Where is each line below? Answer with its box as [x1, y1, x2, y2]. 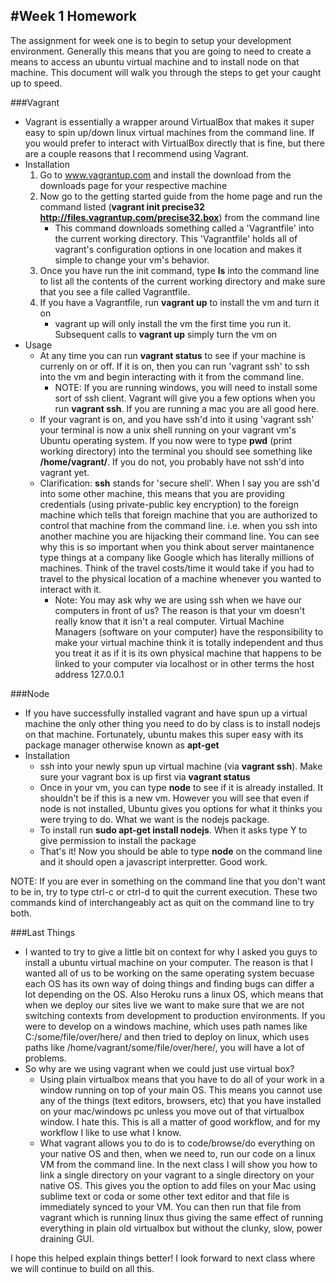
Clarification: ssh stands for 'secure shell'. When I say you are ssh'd [39, 477, 320, 489]
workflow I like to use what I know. [39, 1126, 182, 1138]
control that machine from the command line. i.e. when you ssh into [39, 519, 318, 531]
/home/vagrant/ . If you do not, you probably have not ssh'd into [39, 455, 305, 468]
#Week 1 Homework [10, 8, 138, 25]
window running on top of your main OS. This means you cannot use [39, 1084, 323, 1096]
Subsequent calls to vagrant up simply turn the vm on [54, 328, 278, 340]
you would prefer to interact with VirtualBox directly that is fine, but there [24, 137, 326, 149]
